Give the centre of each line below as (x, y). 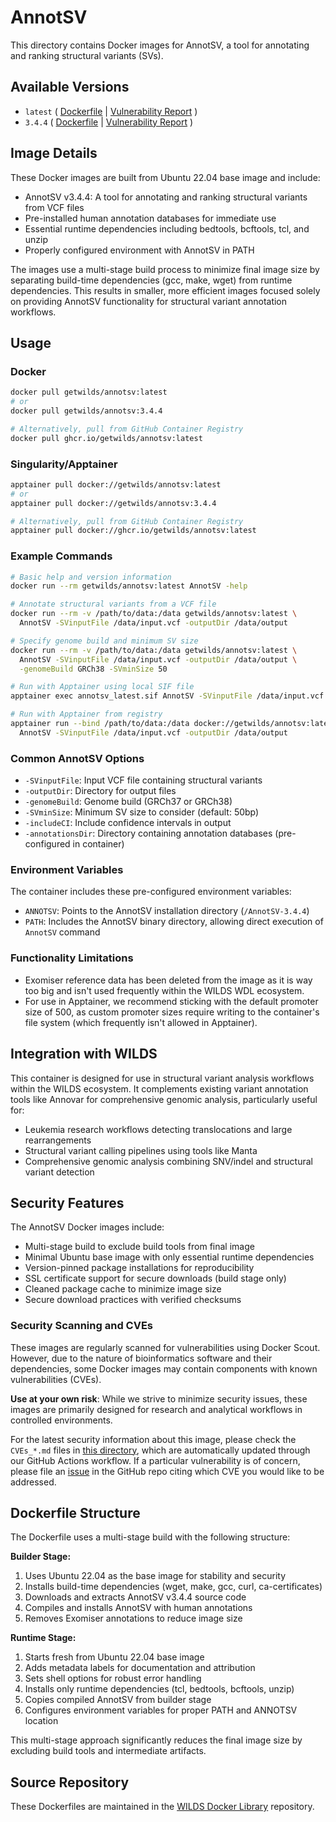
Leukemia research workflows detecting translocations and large (158, 1129)
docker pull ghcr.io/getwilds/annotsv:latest (106, 438)
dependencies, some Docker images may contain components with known (164, 1368)
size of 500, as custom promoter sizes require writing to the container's (172, 1012)
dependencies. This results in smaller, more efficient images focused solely (165, 290)
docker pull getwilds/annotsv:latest (89, 392)
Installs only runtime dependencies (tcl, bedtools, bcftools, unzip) (159, 1689)
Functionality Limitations (72, 958)
